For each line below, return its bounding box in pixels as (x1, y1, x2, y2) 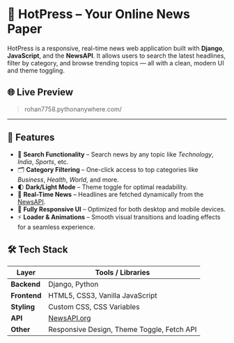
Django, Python (48, 280, 99, 289)
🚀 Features (7, 131, 55, 143)
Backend (10, 280, 40, 289)
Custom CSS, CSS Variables (48, 302, 140, 312)
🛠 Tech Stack (7, 244, 68, 255)
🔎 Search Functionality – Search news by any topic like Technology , (17, 150, 214, 159)
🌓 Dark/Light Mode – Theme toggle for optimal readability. (17, 182, 188, 191)
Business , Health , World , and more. (17, 175, 120, 184)
